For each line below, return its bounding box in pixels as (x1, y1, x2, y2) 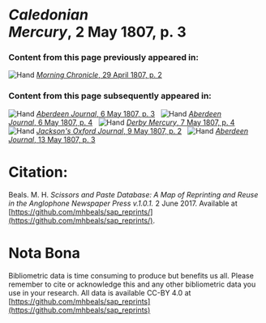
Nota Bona (8, 244, 81, 262)
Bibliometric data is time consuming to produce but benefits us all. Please (8, 270, 254, 280)
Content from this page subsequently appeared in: (8, 91, 212, 102)
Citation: (8, 163, 68, 181)
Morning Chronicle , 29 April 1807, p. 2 (36, 70, 162, 80)
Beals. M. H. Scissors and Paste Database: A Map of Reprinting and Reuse (8, 189, 259, 199)
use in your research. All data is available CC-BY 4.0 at (8, 287, 191, 297)
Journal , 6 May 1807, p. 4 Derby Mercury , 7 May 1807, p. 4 (8, 117, 235, 127)
